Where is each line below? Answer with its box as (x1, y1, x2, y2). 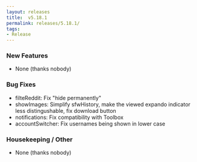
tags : (6, 25, 20, 32)
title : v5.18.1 (6, 15, 47, 21)
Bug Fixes (6, 80, 36, 89)
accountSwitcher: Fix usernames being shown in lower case (15, 120, 165, 127)
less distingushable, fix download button (15, 107, 116, 114)
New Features (6, 52, 48, 60)
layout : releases (6, 8, 50, 15)
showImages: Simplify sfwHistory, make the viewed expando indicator (15, 101, 191, 108)
